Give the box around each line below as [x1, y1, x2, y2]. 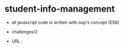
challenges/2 [11, 29, 38, 34]
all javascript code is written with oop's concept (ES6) [11, 19, 120, 25]
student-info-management [4, 3, 115, 15]
